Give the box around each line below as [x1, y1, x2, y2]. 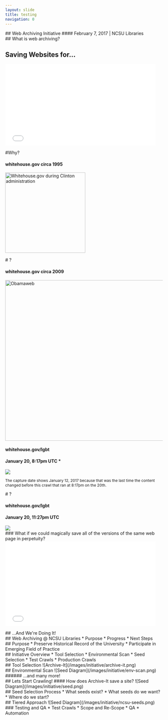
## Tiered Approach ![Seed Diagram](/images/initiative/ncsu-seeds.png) [5, 699, 155, 705]
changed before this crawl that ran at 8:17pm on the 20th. [5, 483, 106, 488]
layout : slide [5, 7, 35, 13]
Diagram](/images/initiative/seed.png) [5, 683, 83, 689]
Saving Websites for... [5, 50, 76, 59]
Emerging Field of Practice [5, 646, 60, 652]
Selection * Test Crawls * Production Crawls [5, 657, 96, 663]
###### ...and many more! [5, 673, 60, 679]
